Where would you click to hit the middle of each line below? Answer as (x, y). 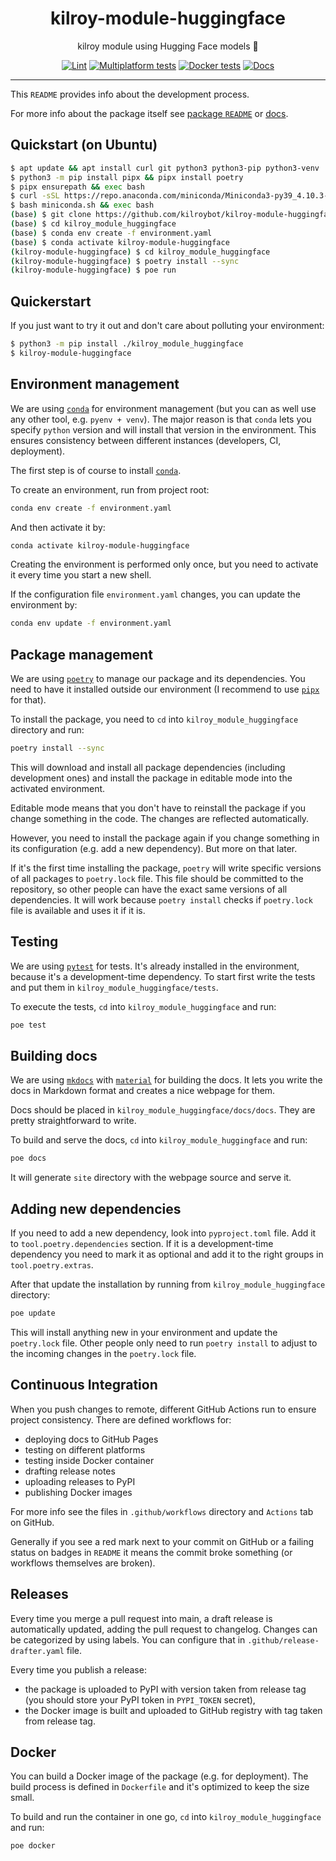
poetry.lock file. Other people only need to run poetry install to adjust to (164, 1343)
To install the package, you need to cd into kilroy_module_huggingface (154, 719)
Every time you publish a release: (78, 1669)
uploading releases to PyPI (80, 1481)
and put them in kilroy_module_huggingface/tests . (114, 987)
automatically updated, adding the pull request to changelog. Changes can (164, 1629)
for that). (28, 700)
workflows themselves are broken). (83, 1563)
